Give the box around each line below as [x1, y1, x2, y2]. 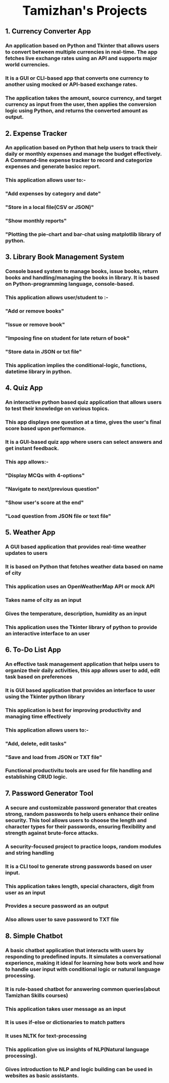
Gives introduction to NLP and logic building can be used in [5, 1066, 153, 1073]
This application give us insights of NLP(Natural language [5, 1046, 149, 1053]
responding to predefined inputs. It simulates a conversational [5, 953, 161, 960]
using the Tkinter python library [5, 693, 85, 700]
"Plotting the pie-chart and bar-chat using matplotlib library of [5, 231, 161, 238]
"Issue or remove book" [5, 321, 66, 328]
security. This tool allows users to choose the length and [5, 816, 147, 823]
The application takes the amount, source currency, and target [5, 94, 162, 101]
